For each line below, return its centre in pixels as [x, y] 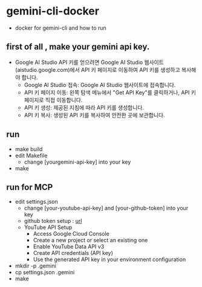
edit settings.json [37, 202]
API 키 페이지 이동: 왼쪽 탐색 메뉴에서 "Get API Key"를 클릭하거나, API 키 [110, 92]
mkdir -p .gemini [35, 266]
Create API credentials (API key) [73, 253]
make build [29, 149]
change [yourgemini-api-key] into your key [77, 162]
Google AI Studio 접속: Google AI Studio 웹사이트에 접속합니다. [100, 85]
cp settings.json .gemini [45, 272]
